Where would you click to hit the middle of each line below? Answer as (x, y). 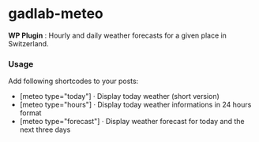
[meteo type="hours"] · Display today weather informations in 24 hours (135, 105)
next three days (45, 129)
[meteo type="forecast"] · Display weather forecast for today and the (132, 122)
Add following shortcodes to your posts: (73, 81)
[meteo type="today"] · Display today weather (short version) (119, 96)
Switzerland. (28, 43)
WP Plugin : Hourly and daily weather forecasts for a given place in (118, 35)
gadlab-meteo (56, 14)
